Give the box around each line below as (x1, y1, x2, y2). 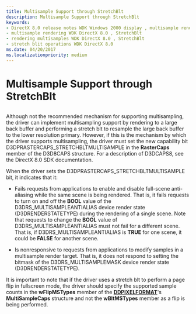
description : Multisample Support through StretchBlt (6, 14, 140, 20)
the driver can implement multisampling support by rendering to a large (6, 119, 177, 126)
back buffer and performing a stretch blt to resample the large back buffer (6, 125, 184, 132)
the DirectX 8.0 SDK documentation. (6, 156, 93, 164)
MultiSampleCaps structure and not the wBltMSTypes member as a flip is (6, 295, 185, 302)
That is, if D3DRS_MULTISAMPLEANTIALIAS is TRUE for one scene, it (14, 229, 182, 236)
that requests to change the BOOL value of (14, 216, 118, 223)
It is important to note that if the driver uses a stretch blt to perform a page (6, 276, 185, 284)
